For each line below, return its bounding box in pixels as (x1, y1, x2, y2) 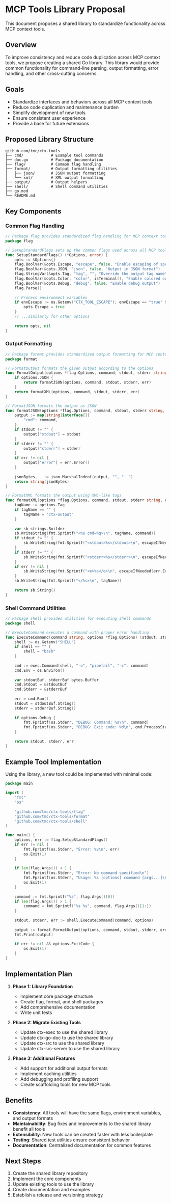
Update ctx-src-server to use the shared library (20, 1045, 120, 1051)
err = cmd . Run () (14, 696, 49, 701)
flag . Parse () (14, 285, 42, 291)
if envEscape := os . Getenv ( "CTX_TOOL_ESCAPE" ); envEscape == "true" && (14, 299, 169, 305)
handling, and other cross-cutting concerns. (5, 70, 98, 76)
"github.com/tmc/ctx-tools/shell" (14, 818, 88, 824)
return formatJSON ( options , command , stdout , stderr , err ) (23, 380, 152, 385)
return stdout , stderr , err (14, 739, 74, 744)
